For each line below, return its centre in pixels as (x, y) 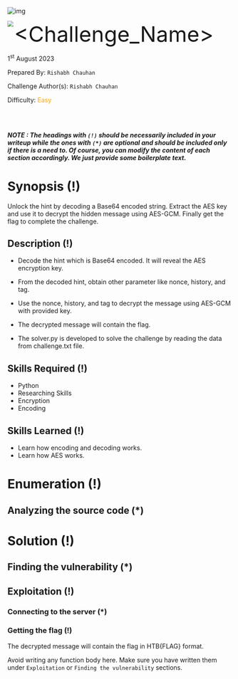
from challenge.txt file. (51, 346)
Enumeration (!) (55, 484)
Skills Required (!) (47, 368)
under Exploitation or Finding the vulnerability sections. (95, 667)
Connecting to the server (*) (57, 611)
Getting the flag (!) (40, 631)
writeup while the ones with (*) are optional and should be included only (117, 142)
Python (28, 386)
